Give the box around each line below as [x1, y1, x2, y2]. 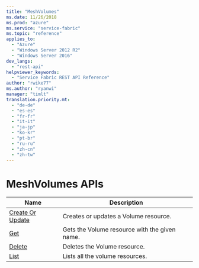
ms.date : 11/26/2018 [6, 14, 57, 20]
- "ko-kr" [11, 130, 36, 136]
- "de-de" [11, 102, 36, 108]
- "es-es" [11, 108, 36, 114]
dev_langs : [6, 58, 33, 64]
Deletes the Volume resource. [62, 243, 145, 251]
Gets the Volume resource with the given [62, 225, 176, 234]
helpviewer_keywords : [6, 69, 60, 75]
